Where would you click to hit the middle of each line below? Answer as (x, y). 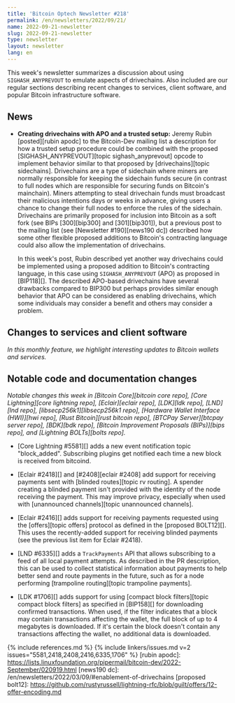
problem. (30, 310)
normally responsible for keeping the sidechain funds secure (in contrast (122, 178)
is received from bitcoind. (54, 461)
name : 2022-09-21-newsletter (50, 27)
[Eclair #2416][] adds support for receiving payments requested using (118, 518)
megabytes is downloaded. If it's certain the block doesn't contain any (119, 627)
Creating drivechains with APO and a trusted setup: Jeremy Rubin (114, 133)
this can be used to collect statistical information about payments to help (122, 568)
